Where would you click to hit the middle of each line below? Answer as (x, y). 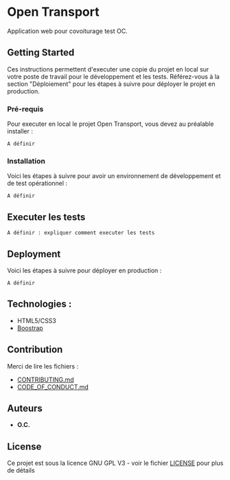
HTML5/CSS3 (36, 320)
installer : (20, 131)
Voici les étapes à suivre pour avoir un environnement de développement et (114, 176)
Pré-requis (25, 109)
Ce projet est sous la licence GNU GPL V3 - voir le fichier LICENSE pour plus (115, 463)
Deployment (34, 254)
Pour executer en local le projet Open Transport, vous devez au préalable (111, 124)
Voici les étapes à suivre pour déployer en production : (84, 270)
